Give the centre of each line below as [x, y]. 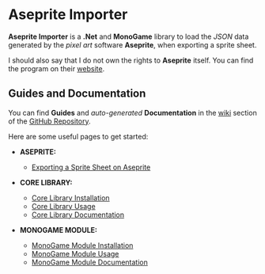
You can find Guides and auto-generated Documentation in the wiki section [132, 112]
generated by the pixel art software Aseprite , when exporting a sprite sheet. [132, 44]
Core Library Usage [64, 206]
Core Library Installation [70, 198]
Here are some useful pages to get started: [78, 136]
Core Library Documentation [78, 215]
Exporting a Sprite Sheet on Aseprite [91, 167]
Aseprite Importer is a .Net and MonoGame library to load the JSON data [129, 36]
